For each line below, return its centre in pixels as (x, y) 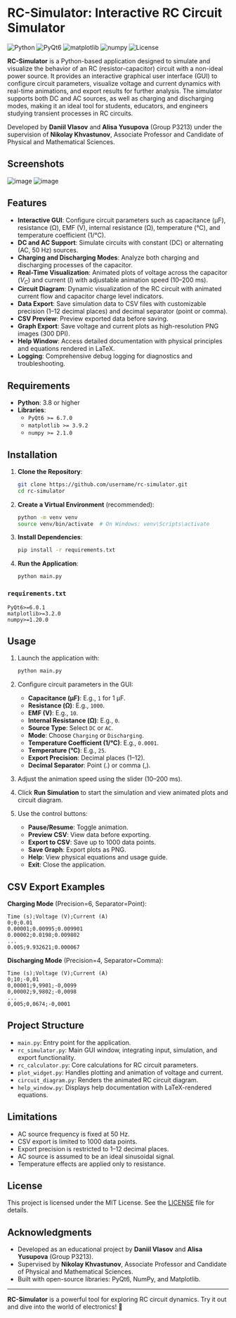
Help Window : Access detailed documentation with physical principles (120, 341)
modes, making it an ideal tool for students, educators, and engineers (108, 105)
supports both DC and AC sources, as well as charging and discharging (111, 98)
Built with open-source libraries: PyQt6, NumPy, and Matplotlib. (109, 1279)
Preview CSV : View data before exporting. (89, 835)
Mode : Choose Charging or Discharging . (86, 736)
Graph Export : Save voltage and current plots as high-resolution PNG (118, 326)
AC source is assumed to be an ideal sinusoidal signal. (96, 1156)
